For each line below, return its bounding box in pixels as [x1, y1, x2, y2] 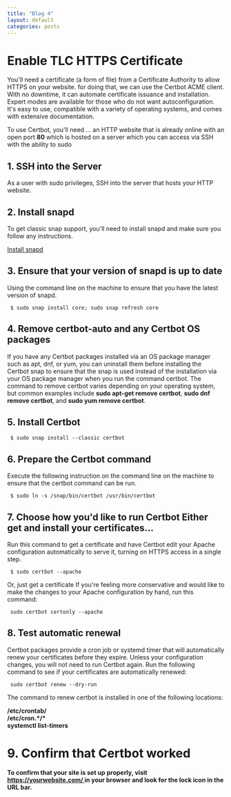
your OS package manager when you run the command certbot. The [7, 374, 201, 382]
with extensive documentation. [7, 112, 94, 121]
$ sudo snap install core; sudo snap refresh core [10, 304, 159, 311]
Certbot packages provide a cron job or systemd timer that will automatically [7, 646, 225, 654]
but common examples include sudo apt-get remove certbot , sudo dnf [7, 388, 210, 397]
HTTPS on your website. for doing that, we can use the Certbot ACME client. [7, 83, 224, 91]
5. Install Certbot [7, 416, 81, 428]
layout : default [7, 17, 54, 24]
